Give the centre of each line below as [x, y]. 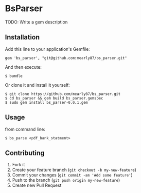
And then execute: [23, 67]
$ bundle [14, 76]
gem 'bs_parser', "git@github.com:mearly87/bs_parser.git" [66, 58]
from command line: [25, 129]
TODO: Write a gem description [36, 22]
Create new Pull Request [37, 185]
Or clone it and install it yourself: [37, 85]
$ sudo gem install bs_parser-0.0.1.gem [47, 102]
